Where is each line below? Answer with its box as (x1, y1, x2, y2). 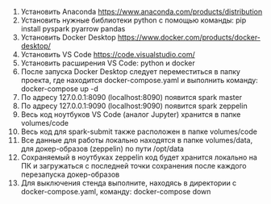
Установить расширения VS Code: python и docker (20, 58, 196, 68)
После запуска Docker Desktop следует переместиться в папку (20, 67, 241, 76)
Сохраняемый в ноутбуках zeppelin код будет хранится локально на (20, 152, 257, 162)
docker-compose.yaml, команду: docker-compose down (20, 187, 211, 196)
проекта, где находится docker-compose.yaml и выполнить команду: (20, 76, 259, 85)
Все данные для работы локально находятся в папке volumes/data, (20, 135, 253, 144)
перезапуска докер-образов (20, 169, 120, 179)
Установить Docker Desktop (20, 32, 116, 42)
